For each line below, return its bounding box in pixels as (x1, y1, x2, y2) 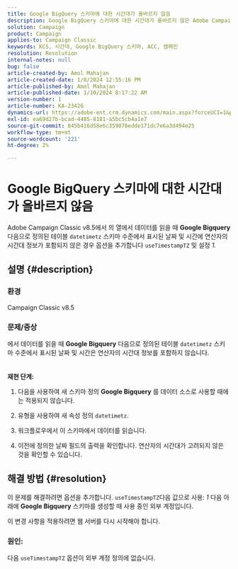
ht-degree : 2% (7, 142, 50, 149)
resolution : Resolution (7, 50, 78, 57)
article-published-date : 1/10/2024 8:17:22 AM (7, 89, 147, 96)
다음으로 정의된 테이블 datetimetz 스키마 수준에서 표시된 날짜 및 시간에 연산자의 (7, 232, 228, 241)
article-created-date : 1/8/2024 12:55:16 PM (7, 76, 141, 84)
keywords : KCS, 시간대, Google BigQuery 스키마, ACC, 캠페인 (7, 43, 178, 50)
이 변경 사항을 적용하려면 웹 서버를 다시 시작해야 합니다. (7, 517, 161, 525)
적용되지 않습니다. (25, 396, 75, 405)
